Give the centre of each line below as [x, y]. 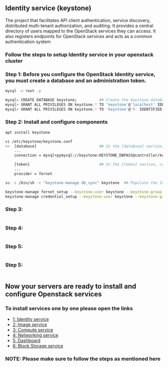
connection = [28, 155]
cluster [14, 61]
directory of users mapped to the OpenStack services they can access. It [80, 31]
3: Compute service [33, 330]
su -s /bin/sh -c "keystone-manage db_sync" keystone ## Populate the [81, 183]
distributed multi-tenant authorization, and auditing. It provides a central [79, 26]
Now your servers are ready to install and [71, 287]
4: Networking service [35, 335]
